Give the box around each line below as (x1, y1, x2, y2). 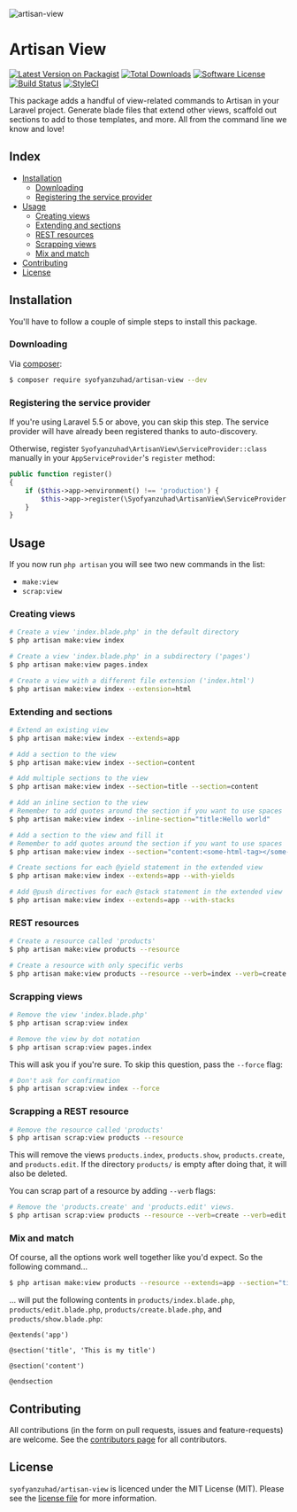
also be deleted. (9, 1168, 68, 1179)
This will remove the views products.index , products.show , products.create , (9, 1150, 286, 1160)
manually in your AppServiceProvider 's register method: (9, 453, 216, 464)
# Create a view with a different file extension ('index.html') (9, 676, 255, 685)
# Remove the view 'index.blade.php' (9, 1010, 148, 1019)
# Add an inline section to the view (9, 799, 148, 807)
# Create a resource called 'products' (9, 937, 156, 946)
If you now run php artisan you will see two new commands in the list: (9, 559, 265, 570)
